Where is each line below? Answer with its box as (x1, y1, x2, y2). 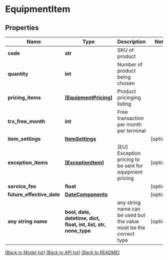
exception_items (7, 159, 48, 166)
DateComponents (64, 191, 108, 198)
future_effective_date (7, 191, 60, 198)
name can (117, 205, 141, 212)
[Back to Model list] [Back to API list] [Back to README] (5, 249, 120, 255)
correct (117, 230, 135, 237)
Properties (5, 23, 39, 32)
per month (117, 121, 141, 128)
